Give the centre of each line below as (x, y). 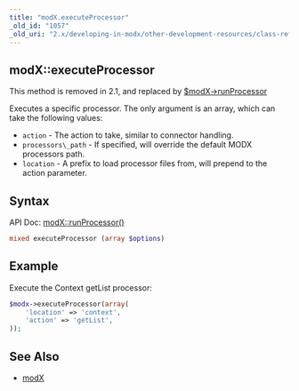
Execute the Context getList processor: (81, 287)
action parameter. (54, 173)
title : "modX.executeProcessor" (69, 17)
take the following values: (56, 118)
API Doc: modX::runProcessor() (67, 222)
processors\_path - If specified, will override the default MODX (137, 145)
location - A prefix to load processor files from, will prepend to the (145, 164)
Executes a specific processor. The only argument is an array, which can (142, 108)
